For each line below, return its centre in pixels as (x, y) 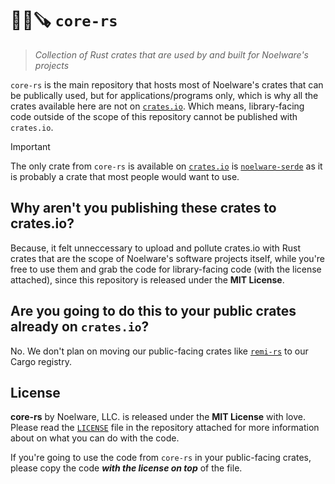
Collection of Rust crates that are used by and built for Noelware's (171, 54)
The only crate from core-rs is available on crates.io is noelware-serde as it (166, 166)
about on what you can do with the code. (95, 438)
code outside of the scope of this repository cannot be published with (154, 116)
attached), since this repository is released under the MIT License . (147, 279)
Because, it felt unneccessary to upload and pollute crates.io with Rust (156, 248)
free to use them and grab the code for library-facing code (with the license (166, 269)
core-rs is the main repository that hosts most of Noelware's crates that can (167, 84)
